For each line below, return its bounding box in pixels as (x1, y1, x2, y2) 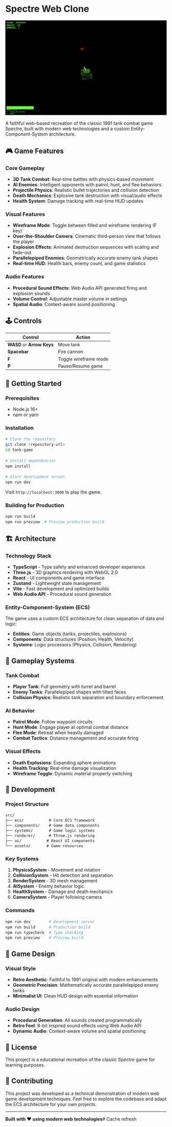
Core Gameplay (5, 164, 45, 171)
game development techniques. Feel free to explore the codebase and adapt (5, 1096, 167, 1102)
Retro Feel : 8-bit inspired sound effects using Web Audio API (12, 1023, 142, 1029)
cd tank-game (5, 447, 33, 453)
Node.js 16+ (12, 406, 38, 413)
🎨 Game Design (5, 949, 55, 958)
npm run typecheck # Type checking (5, 930, 83, 935)
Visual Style (5, 965, 36, 972)
